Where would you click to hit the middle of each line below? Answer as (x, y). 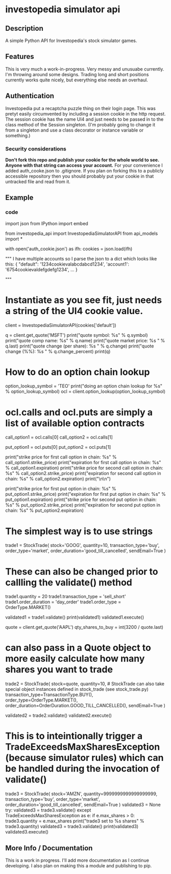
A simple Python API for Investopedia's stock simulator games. (71, 40)
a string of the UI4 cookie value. (74, 311)
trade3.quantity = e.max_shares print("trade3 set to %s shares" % (75, 821)
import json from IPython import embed (47, 223)
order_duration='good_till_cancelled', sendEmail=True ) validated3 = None (83, 805)
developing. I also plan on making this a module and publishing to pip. (79, 865)
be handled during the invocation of (82, 769)
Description (24, 28)
